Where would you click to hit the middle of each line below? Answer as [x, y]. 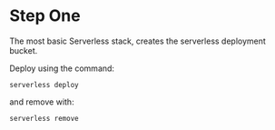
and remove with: [42, 102]
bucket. [24, 50]
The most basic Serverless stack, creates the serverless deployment [137, 41]
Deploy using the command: [62, 68]
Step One [45, 16]
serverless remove [44, 118]
